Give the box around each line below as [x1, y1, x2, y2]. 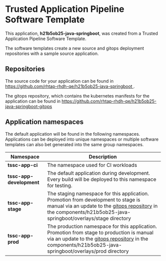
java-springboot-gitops [5, 103, 52, 109]
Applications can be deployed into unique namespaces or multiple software [5, 136, 159, 142]
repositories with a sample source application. [5, 51, 99, 56]
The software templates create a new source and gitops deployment [5, 45, 144, 51]
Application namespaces [5, 118, 84, 126]
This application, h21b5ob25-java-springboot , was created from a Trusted [5, 30, 158, 36]
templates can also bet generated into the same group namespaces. [5, 141, 144, 147]
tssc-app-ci [7, 161, 38, 168]
